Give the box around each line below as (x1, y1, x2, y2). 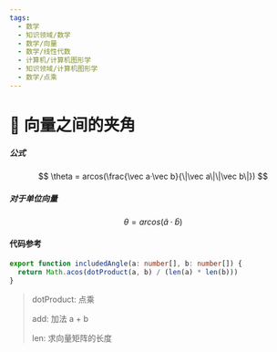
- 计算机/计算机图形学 (17, 56, 91, 65)
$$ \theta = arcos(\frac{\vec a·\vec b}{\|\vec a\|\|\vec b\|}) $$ (37, 171, 269, 181)
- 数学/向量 (17, 38, 57, 48)
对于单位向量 (9, 192, 57, 203)
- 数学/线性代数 (17, 47, 71, 57)
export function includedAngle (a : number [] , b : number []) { (9, 259, 243, 269)
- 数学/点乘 (17, 73, 57, 82)
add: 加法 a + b (31, 313, 89, 324)
